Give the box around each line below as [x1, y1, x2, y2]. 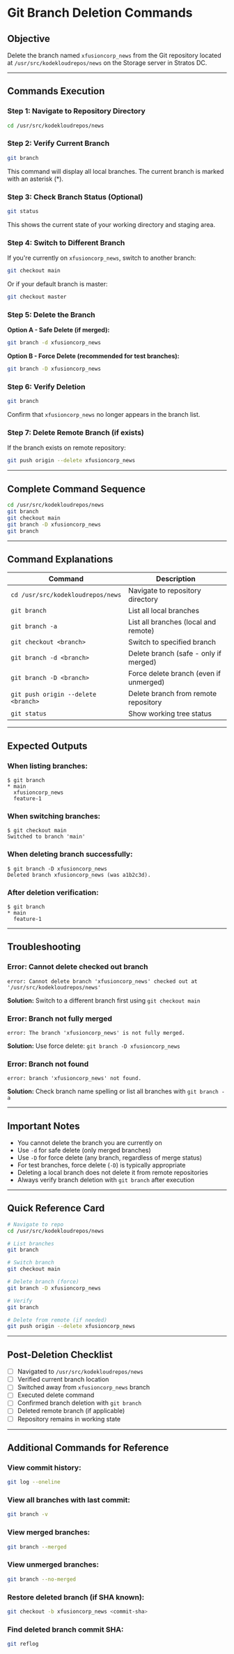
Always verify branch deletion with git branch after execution [17, 1176, 195, 1184]
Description [155, 574, 196, 584]
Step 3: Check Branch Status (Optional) [7, 192, 143, 202]
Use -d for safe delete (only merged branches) [17, 1146, 151, 1155]
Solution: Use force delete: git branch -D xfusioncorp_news [7, 1042, 180, 1050]
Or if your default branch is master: [7, 280, 108, 288]
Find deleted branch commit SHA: [7, 1625, 124, 1634]
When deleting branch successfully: [7, 850, 133, 859]
